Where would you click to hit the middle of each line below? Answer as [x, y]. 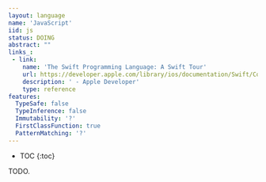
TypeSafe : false [42, 104]
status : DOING [32, 38]
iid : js [21, 30]
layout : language [37, 15]
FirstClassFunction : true [58, 126]
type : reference [49, 89]
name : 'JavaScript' [40, 23]
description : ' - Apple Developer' [81, 82]
